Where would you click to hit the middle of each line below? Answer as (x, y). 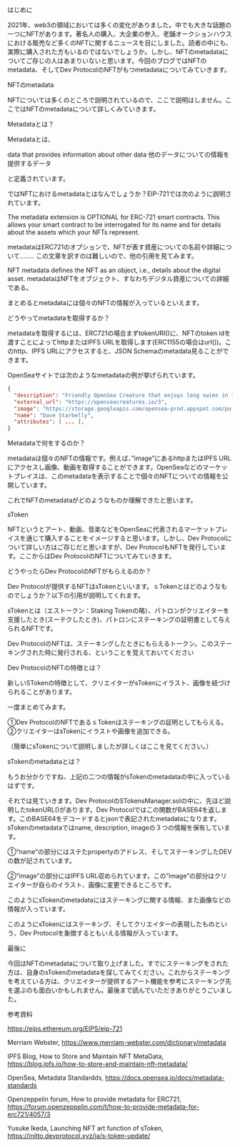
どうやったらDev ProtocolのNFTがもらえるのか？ (80, 571)
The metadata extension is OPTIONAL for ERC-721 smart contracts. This (114, 217)
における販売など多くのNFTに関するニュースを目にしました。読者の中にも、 (120, 43)
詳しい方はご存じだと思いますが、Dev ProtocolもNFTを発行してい (123, 547)
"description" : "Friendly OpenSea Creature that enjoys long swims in (121, 395)
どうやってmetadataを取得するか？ (59, 318)
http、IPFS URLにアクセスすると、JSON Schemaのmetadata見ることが (118, 351)
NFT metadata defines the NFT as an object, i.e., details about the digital (114, 270)
